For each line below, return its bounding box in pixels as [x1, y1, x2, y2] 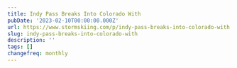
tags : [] [7, 43, 33, 50]
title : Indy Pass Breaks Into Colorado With [7, 10, 141, 18]
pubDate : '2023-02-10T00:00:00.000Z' [7, 17, 119, 24]
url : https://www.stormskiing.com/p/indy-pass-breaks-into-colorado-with [7, 23, 231, 30]
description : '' [7, 37, 55, 44]
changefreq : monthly [7, 50, 69, 57]
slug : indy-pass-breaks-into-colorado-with [7, 30, 138, 38]
